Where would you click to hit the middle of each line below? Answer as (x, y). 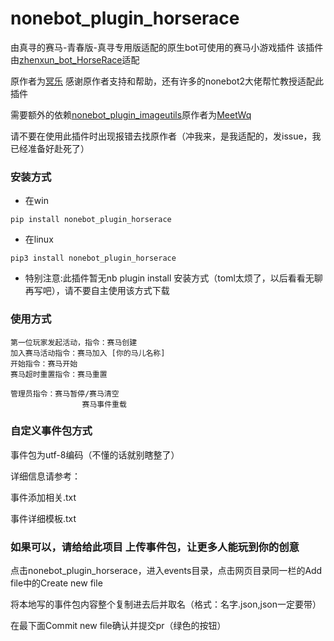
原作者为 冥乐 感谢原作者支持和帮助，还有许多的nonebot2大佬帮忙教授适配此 (167, 81)
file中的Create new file (56, 583)
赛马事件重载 (104, 404)
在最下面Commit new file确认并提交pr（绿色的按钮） (118, 626)
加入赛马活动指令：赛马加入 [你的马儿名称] (88, 353)
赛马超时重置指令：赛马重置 (59, 374)
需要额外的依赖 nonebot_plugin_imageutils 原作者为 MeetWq (131, 114)
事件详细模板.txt (43, 518)
